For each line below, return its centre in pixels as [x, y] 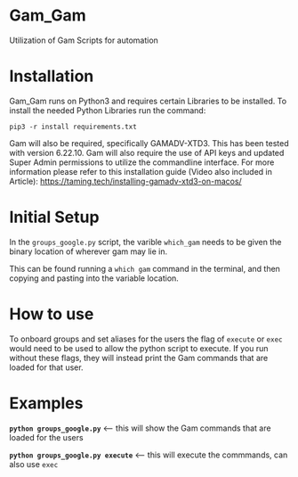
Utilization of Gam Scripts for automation [84, 40]
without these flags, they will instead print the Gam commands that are [139, 358]
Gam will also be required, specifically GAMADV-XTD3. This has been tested [149, 143]
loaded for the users [46, 437]
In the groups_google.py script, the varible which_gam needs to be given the [145, 242]
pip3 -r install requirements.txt [73, 127]
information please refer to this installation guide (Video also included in [141, 171]
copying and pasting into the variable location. [94, 278]
